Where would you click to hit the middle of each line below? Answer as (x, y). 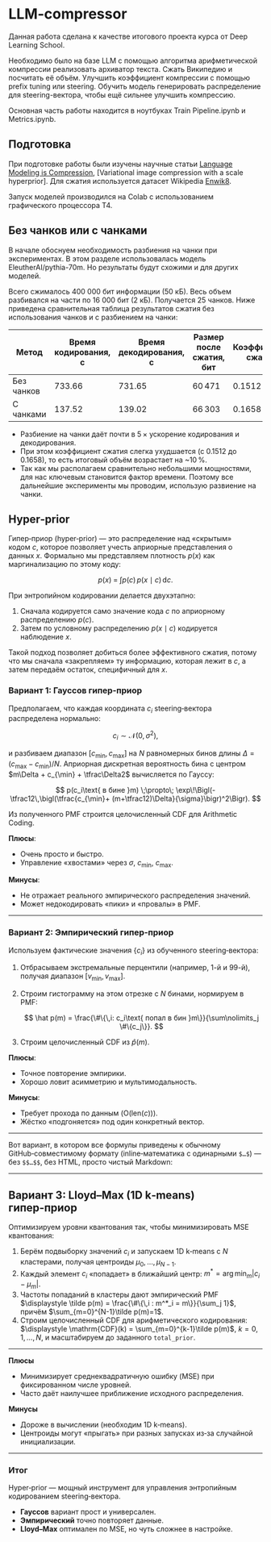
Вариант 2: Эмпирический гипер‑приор (91, 932)
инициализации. (48, 1441)
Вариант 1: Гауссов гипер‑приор (75, 690)
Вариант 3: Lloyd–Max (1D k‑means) (102, 1195)
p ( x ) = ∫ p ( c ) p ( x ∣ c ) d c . (135, 580)
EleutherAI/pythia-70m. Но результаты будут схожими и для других (123, 267)
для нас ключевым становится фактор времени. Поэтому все (127, 477)
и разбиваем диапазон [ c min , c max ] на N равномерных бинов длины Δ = (132, 754)
